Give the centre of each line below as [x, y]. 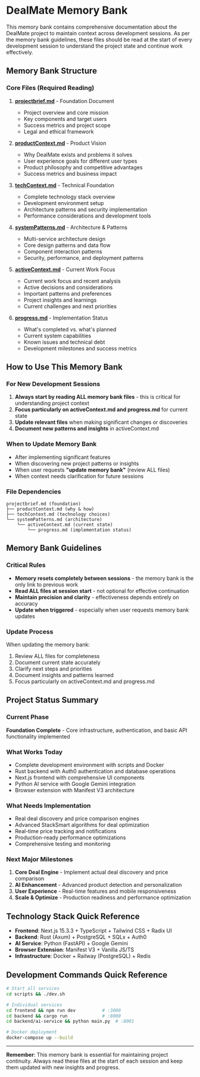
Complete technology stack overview [69, 197]
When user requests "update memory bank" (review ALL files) [92, 470]
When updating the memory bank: [48, 644]
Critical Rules [26, 565]
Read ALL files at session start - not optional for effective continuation [102, 591]
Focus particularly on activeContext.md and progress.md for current [101, 409]
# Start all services [33, 989]
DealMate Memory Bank [67, 10]
